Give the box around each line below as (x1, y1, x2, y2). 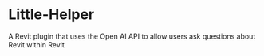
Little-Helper (8, 6, 94, 24)
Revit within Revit (8, 39, 65, 49)
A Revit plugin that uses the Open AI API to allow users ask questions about (8, 32, 256, 41)
